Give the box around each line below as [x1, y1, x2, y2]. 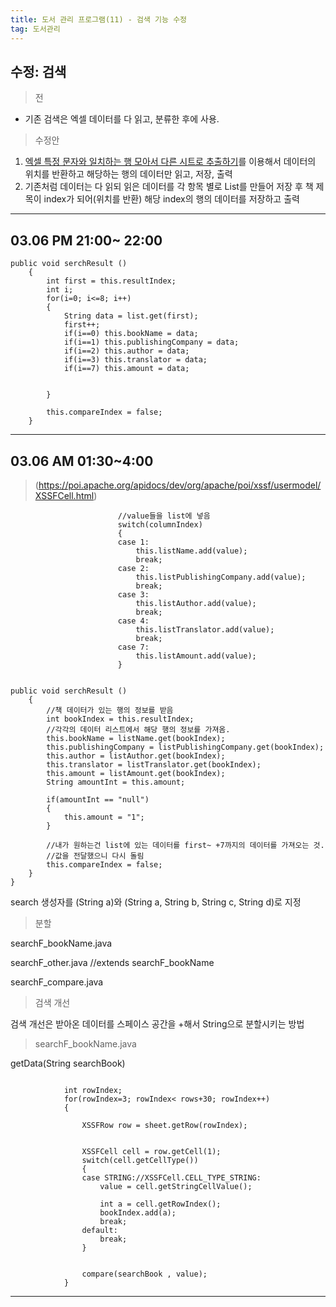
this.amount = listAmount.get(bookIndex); [46, 768, 226, 778]
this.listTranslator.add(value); [135, 624, 275, 635]
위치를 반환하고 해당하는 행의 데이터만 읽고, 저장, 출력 [24, 168, 233, 180]
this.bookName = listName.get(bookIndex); [46, 733, 226, 743]
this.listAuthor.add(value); [135, 598, 257, 608]
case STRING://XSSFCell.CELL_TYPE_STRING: [81, 1172, 262, 1183]
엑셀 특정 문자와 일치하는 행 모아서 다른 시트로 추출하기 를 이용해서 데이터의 [24, 156, 317, 168]
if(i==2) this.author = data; [63, 346, 190, 356]
